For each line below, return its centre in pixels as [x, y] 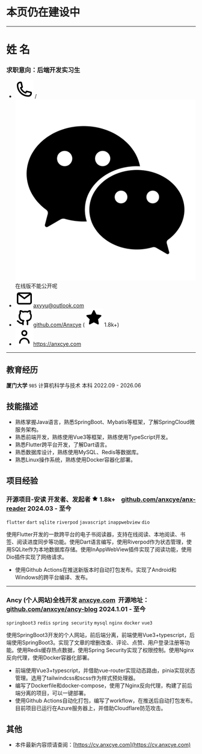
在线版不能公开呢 [36, 286]
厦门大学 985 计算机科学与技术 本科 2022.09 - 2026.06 [74, 385]
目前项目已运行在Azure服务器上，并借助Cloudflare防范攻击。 [90, 708]
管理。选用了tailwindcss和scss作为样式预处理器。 [77, 678]
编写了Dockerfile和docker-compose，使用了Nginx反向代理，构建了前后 [103, 686]
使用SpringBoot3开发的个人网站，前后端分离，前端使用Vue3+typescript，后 [101, 635]
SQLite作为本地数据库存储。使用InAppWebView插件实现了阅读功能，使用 [102, 549]
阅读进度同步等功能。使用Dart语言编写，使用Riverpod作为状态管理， [102, 542]
